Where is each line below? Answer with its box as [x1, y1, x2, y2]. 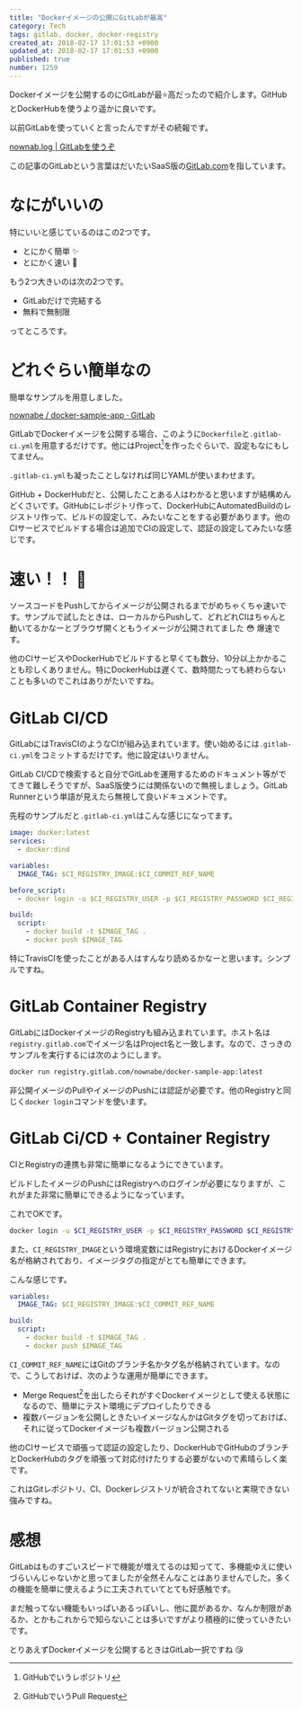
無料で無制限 [22, 306, 70, 317]
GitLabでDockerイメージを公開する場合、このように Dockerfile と [9, 428, 250, 439]
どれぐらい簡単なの [9, 360, 152, 380]
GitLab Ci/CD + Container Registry [9, 1128, 271, 1148]
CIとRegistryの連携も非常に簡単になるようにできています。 [9, 1158, 228, 1169]
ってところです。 [9, 325, 72, 336]
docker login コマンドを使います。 [25, 1095, 152, 1106]
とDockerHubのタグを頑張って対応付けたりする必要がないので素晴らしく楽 [9, 1453, 288, 1465]
